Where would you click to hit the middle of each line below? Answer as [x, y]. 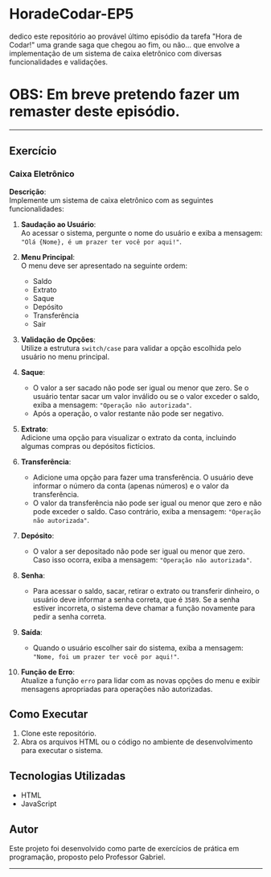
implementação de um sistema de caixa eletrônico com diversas [115, 53]
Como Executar [49, 714]
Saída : [31, 632]
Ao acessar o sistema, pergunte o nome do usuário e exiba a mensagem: [142, 233]
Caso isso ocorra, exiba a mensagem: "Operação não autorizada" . [142, 559]
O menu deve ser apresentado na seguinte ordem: [104, 266]
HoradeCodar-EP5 [72, 14]
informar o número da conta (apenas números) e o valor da [131, 486]
